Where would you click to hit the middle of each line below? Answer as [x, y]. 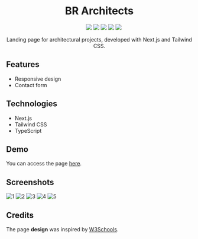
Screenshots [30, 182]
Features [23, 64]
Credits [20, 215]
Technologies [32, 104]
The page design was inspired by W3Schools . [62, 229]
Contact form [31, 85]
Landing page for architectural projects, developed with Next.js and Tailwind [99, 39]
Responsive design [38, 79]
